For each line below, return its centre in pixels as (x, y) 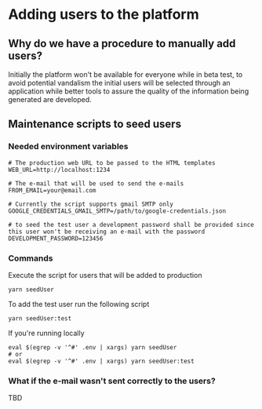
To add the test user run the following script (79, 304)
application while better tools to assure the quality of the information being (129, 91)
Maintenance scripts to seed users (95, 124)
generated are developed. (50, 99)
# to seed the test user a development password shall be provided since (131, 225)
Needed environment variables (68, 147)
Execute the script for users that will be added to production (105, 275)
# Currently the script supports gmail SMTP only (91, 204)
